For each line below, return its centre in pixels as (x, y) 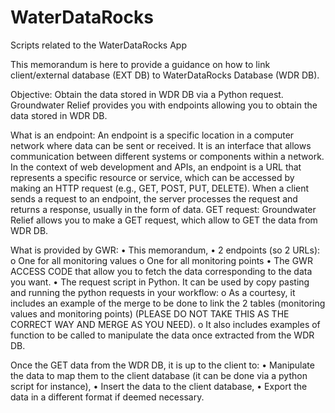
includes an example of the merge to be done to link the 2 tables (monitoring (168, 303)
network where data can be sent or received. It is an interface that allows (161, 145)
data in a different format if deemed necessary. (107, 397)
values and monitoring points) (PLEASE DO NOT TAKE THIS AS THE (150, 313)
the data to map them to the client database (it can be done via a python (159, 375)
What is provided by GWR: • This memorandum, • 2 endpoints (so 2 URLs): (165, 250)
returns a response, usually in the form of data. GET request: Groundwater (163, 209)
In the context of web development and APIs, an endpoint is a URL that (156, 167)
